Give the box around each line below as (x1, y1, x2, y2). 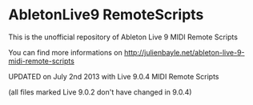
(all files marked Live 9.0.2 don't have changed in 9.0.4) (8, 87, 192, 97)
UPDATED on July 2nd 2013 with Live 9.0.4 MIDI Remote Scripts (8, 71, 219, 81)
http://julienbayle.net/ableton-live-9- (123, 47, 246, 57)
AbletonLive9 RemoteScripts (8, 6, 204, 24)
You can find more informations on (8, 47, 122, 57)
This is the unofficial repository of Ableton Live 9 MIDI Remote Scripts (8, 32, 239, 42)
